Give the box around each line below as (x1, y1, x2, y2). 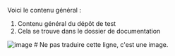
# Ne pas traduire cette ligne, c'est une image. (34, 41, 169, 48)
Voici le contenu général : (7, 6, 81, 14)
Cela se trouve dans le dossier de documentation (17, 27, 161, 35)
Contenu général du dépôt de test (17, 20, 116, 27)
